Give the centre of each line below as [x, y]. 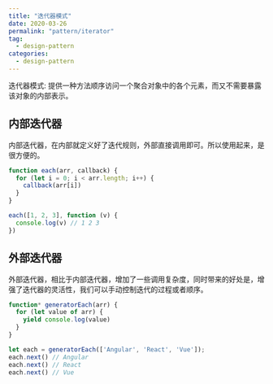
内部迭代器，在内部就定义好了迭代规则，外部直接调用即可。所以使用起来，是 [136, 145]
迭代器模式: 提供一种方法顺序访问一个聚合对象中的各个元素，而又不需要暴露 [135, 85]
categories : [28, 54]
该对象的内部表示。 [41, 95]
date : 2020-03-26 [38, 24]
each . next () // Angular [49, 357]
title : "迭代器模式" [40, 16]
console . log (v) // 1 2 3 [58, 223]
